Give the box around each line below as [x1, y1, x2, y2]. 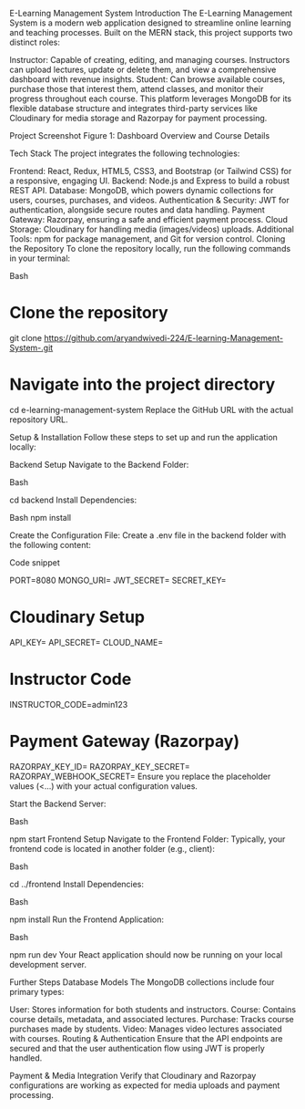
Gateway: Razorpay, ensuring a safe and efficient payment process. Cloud [9, 214, 289, 224]
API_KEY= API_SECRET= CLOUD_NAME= [9, 637, 164, 648]
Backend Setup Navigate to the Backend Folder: [9, 459, 189, 470]
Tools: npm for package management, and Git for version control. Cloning [9, 233, 286, 244]
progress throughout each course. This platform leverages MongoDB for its [9, 93, 292, 104]
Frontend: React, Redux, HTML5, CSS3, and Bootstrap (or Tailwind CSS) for [9, 166, 292, 176]
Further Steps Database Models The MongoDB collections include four [9, 976, 275, 988]
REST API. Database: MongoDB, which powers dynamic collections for [9, 185, 274, 195]
